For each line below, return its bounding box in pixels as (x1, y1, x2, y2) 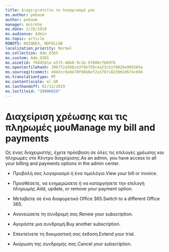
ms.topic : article (5, 36, 45, 42)
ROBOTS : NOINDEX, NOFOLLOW (5, 41, 63, 46)
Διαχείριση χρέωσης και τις (5, 111, 128, 122)
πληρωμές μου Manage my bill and (5, 122, 155, 133)
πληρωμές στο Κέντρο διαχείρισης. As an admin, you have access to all (5, 155, 157, 161)
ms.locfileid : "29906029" (5, 88, 60, 94)
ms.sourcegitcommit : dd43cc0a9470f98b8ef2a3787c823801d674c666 (5, 70, 143, 75)
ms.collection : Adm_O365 (5, 50, 58, 55)
